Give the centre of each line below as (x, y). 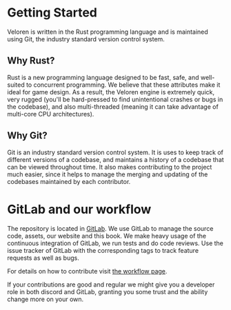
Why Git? (28, 136)
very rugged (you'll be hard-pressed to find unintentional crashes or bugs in (115, 99)
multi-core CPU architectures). (51, 114)
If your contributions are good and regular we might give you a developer (111, 285)
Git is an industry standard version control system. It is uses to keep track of (115, 152)
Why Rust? (31, 61)
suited (16, 85)
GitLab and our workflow (79, 209)
